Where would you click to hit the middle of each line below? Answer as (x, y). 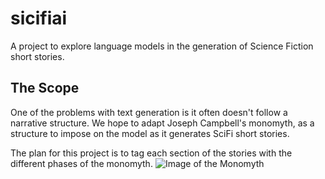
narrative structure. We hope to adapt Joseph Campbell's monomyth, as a (162, 123)
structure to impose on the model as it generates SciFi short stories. (150, 133)
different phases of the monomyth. (81, 163)
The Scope (45, 88)
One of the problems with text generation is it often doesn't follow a (149, 112)
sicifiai (39, 18)
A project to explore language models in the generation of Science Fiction (162, 46)
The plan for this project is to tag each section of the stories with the (151, 153)
